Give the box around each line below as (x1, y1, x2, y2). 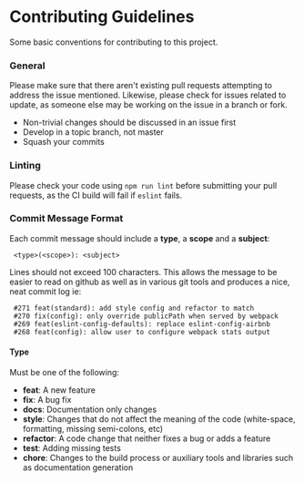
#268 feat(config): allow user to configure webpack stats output (13, 327, 271, 336)
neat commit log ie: (9, 285, 82, 297)
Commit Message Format (9, 212, 124, 225)
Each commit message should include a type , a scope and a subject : (9, 232, 270, 243)
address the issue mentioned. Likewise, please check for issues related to (9, 89, 287, 101)
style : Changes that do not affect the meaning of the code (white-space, (22, 414, 296, 425)
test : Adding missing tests (22, 443, 121, 454)
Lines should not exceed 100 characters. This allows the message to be (9, 266, 278, 277)
